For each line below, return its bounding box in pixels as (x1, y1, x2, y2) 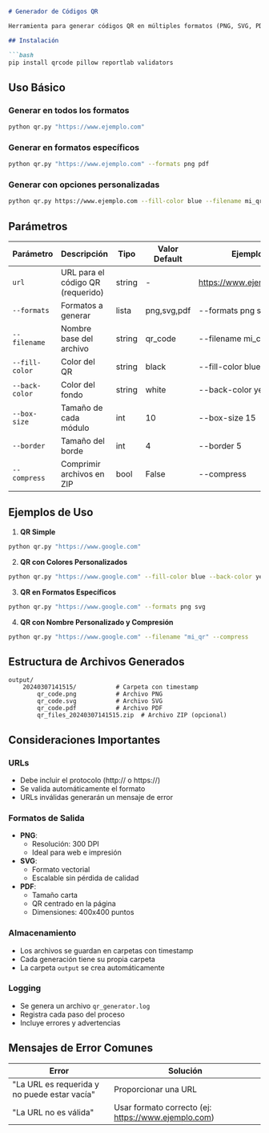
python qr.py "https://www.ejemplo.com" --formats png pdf (8, 160, 210, 169)
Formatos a (60, 300, 104, 311)
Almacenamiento (8, 928, 77, 939)
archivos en (60, 469, 105, 480)
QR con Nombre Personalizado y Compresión (19, 617, 174, 627)
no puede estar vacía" (12, 1088, 96, 1099)
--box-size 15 (199, 412, 256, 424)
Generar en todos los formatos (8, 104, 130, 116)
